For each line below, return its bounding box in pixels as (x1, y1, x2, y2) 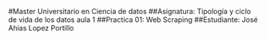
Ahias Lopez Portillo (8, 24, 74, 32)
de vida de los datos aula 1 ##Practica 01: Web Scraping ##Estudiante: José (8, 15, 258, 24)
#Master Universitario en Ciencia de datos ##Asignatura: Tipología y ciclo (8, 7, 252, 16)
